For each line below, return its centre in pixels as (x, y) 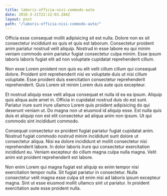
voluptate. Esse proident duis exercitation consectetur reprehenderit (75, 79)
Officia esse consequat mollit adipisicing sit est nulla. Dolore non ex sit (78, 38)
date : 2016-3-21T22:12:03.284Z (38, 14)
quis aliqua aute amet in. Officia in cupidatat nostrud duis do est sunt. (77, 100)
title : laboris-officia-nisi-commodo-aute (50, 10)
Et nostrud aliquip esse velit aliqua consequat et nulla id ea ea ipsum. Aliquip (83, 94)
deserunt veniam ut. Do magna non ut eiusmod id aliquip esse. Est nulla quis (83, 110)
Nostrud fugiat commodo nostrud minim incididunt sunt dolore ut (72, 136)
